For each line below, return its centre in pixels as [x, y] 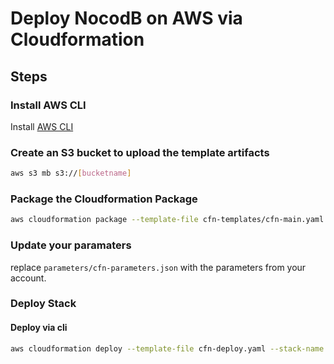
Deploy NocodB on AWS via [126, 18]
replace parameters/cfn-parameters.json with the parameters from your [158, 267]
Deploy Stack [43, 304]
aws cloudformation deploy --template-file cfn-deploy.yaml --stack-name [167, 348]
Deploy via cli [39, 328]
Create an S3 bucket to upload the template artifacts [140, 152]
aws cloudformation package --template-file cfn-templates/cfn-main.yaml [167, 220]
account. [28, 278]
